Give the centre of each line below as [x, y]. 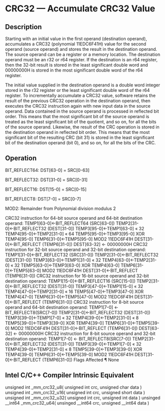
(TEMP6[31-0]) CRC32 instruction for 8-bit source [93, 302]
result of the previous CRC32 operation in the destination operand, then [78, 101]
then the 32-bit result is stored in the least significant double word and [77, 65]
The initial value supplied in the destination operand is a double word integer [82, 85]
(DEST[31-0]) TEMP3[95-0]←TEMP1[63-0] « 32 [96, 228]
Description [23, 27]
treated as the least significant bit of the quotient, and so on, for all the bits [81, 122]
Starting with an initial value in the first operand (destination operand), [76, 39]
